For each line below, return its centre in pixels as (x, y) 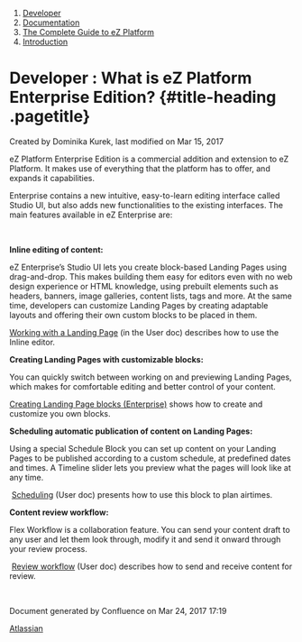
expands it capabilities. (52, 178)
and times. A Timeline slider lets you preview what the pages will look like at (150, 467)
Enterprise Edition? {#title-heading (143, 97)
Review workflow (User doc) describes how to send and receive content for (152, 566)
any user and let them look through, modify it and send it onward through (145, 539)
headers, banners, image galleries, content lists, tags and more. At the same (151, 296)
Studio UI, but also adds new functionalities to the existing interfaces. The (146, 205)
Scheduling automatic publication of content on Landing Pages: (131, 431)
